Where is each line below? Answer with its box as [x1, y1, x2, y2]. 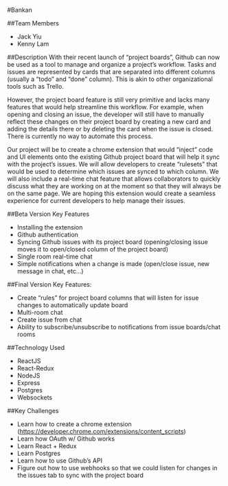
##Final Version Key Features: [7, 280, 92, 288]
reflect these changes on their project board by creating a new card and [7, 118, 211, 126]
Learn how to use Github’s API [16, 456, 103, 465]
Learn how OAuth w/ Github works [16, 434, 115, 443]
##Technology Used [7, 344, 65, 351]
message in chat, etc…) [16, 267, 84, 275]
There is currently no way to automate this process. [7, 132, 153, 140]
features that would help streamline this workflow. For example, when [7, 103, 204, 111]
